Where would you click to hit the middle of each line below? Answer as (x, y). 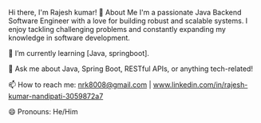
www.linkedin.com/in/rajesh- (200, 85)
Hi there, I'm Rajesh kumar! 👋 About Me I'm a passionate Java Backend (125, 12)
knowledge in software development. (69, 38)
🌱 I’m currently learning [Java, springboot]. (79, 53)
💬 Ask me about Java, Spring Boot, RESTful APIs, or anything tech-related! (131, 69)
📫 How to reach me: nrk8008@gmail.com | (80, 85)
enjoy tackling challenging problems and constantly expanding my (117, 29)
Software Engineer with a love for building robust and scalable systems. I (128, 21)
